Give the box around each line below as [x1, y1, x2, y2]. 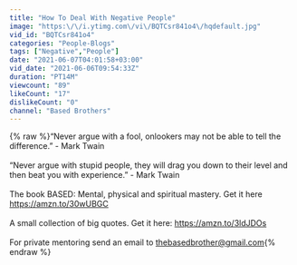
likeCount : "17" [9, 89, 71, 98]
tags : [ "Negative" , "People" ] [9, 47, 120, 56]
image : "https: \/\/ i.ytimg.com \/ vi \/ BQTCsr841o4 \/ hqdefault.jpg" [9, 22, 261, 31]
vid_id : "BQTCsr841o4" [9, 30, 95, 39]
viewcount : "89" [9, 81, 71, 90]
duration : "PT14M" [9, 73, 79, 82]
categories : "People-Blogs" [9, 38, 116, 48]
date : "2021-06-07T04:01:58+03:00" [9, 55, 144, 64]
